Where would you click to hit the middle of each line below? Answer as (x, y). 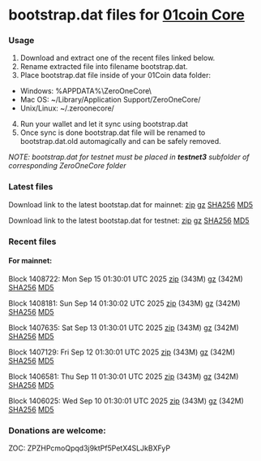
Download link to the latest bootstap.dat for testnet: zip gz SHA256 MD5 (129, 220)
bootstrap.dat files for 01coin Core (126, 15)
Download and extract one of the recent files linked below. (118, 58)
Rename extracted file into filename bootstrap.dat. (104, 67)
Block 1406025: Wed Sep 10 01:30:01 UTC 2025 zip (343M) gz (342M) (126, 401)
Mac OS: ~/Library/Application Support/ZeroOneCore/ (110, 100)
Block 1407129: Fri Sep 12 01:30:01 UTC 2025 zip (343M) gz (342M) (122, 352)
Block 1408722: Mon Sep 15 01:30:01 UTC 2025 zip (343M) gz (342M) (126, 279)
